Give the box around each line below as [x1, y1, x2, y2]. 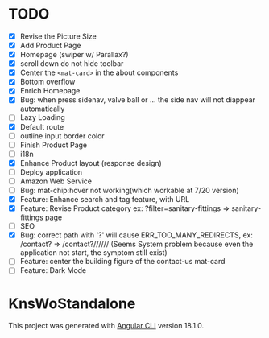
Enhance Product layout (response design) [19, 158, 163, 167]
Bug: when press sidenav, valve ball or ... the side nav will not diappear [19, 95, 256, 105]
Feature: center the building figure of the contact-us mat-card [19, 257, 226, 266]
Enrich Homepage [19, 86, 81, 96]
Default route [19, 122, 64, 131]
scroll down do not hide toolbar [19, 59, 124, 68]
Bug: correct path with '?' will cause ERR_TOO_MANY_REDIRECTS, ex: [19, 230, 254, 240]
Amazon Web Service [19, 176, 93, 186]
